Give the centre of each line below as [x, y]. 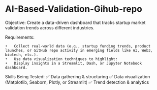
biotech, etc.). [22, 55]
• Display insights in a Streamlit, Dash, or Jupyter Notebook [73, 63]
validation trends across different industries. [50, 27]
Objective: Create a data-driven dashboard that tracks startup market [76, 22]
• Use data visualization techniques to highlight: [62, 59]
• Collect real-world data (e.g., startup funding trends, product [78, 46]
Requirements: [20, 37]
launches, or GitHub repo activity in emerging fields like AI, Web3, [79, 50]
